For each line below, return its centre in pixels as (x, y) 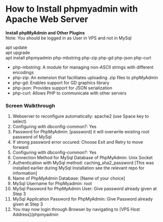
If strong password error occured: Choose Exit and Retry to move (78, 142)
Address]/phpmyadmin (35, 215)
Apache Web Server (47, 19)
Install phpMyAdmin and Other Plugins (45, 33)
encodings (23, 72)
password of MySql (32, 137)
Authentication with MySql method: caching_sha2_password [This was (83, 163)
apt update (16, 47)
